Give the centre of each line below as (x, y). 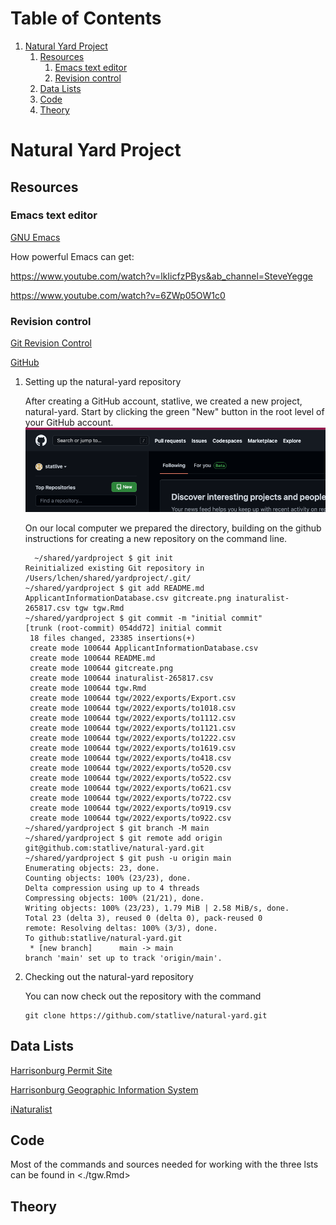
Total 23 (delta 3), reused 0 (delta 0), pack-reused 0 (143, 918)
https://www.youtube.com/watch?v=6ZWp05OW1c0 (118, 295)
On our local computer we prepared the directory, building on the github (173, 528)
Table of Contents (86, 18)
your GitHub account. (69, 423)
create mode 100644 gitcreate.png (101, 668)
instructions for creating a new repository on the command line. (156, 538)
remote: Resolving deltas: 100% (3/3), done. (121, 928)
